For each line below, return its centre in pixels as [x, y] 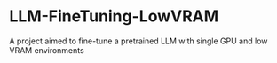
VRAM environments [47, 50]
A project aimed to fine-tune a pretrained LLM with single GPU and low [138, 41]
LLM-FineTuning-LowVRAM [114, 16]
